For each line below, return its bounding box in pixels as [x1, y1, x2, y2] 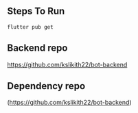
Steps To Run [7, 5, 65, 17]
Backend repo [7, 42, 68, 54]
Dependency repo [7, 80, 86, 92]
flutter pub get [7, 23, 54, 30]
